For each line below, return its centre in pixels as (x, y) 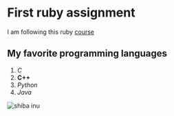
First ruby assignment (71, 13)
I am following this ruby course (51, 32)
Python (27, 85)
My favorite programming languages (87, 54)
